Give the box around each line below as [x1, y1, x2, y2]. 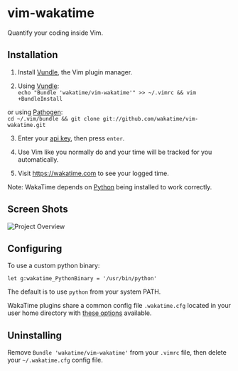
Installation [7, 49, 58, 61]
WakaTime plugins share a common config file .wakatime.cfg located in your [7, 301, 232, 310]
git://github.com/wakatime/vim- [102, 115, 199, 122]
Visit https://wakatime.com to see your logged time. [17, 169, 169, 177]
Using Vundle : [17, 82, 60, 90]
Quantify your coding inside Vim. [7, 28, 104, 37]
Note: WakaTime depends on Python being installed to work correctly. [7, 182, 212, 191]
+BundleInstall [17, 95, 63, 102]
